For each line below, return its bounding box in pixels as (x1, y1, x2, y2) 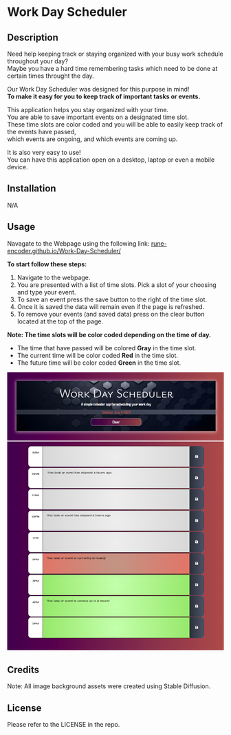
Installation (7, 183, 56, 195)
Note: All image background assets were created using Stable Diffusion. (7, 682, 211, 690)
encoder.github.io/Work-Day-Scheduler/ (7, 246, 122, 255)
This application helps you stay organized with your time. (7, 106, 169, 114)
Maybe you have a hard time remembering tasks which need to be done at (7, 65, 218, 72)
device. (7, 163, 28, 171)
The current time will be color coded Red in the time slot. (16, 351, 179, 359)
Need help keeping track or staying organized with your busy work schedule (7, 50, 223, 58)
